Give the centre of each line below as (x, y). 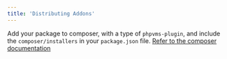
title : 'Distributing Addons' (51, 14)
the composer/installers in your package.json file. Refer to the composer (112, 41)
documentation (29, 48)
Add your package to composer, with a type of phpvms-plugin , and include (114, 33)
